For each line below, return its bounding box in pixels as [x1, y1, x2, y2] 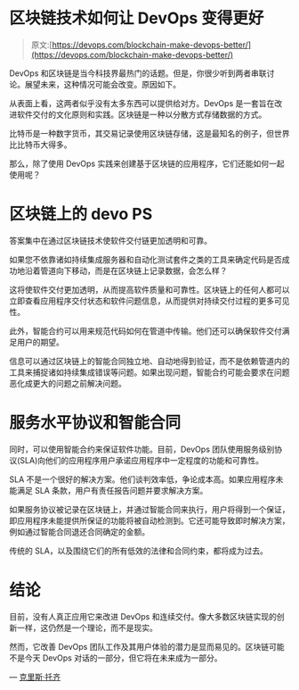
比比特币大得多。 [9, 139, 72, 150]
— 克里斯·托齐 [9, 671, 61, 682]
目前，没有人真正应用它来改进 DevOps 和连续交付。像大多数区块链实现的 [9, 611, 278, 621]
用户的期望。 [16, 337, 64, 347]
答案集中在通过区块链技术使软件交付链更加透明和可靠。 [9, 235, 212, 245]
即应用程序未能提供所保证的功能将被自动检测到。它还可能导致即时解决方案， [9, 515, 290, 526]
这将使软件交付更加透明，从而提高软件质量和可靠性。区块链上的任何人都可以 [9, 284, 290, 295]
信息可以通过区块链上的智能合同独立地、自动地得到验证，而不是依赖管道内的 [9, 355, 290, 366]
